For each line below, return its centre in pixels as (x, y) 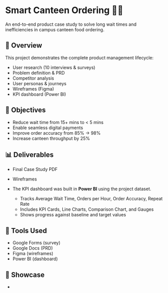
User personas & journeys (39, 83)
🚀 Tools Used (26, 231)
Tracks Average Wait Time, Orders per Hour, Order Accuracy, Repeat (91, 199)
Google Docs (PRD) (33, 248)
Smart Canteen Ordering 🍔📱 (64, 10)
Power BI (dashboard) (35, 259)
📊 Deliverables (29, 155)
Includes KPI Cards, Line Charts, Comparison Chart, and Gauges (87, 209)
